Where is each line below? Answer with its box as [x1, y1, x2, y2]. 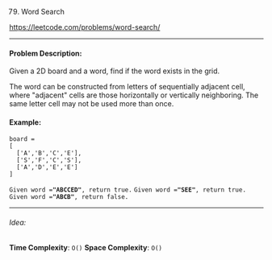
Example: [9, 117, 42, 127]
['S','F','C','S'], [16, 156, 82, 164]
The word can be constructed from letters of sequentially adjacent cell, [9, 82, 245, 92]
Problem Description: [9, 48, 82, 58]
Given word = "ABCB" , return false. [9, 193, 129, 201]
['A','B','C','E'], [16, 149, 82, 158]
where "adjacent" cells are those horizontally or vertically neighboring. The [9, 90, 259, 100]
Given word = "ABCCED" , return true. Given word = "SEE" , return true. [9, 186, 247, 194]
